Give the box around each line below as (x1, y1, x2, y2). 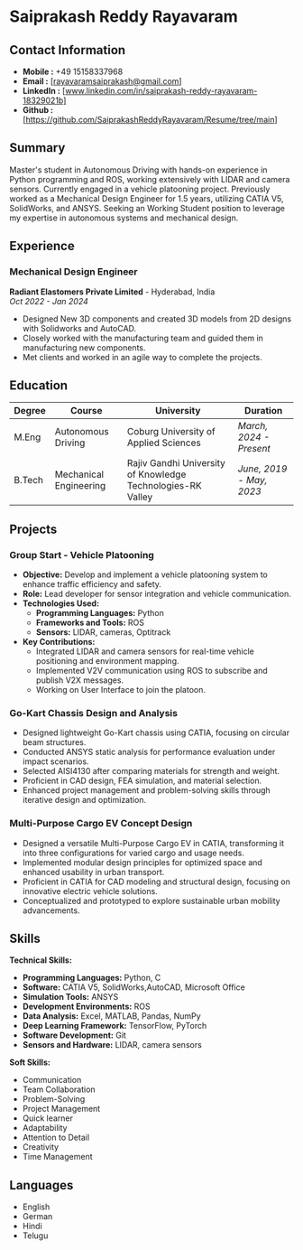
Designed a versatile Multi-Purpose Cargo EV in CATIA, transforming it (22, 837, 284, 848)
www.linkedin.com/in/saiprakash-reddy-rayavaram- (64, 86, 258, 96)
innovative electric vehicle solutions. (22, 885, 158, 896)
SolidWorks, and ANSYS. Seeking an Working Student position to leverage (9, 202, 286, 213)
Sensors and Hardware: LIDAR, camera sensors (22, 1040, 203, 1050)
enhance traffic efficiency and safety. (22, 579, 162, 589)
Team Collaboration (22, 1084, 96, 1095)
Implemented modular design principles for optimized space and (22, 856, 263, 868)
